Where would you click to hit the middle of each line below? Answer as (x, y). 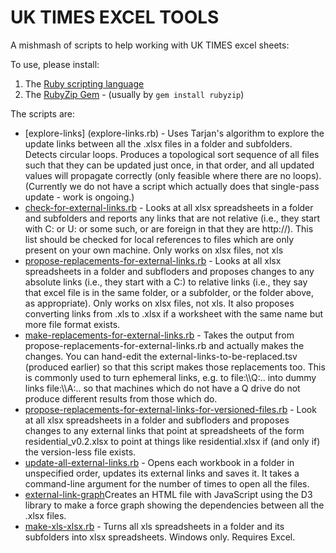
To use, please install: (55, 64)
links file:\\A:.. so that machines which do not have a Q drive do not (162, 388)
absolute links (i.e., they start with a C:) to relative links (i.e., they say (166, 282)
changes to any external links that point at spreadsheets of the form (164, 430)
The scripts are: (43, 113)
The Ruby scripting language (84, 83)
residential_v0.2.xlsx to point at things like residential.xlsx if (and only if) (172, 441)
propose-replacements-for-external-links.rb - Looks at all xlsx (153, 260)
